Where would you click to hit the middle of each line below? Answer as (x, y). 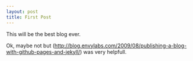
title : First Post (29, 17)
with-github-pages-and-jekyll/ (43, 52)
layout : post (22, 12)
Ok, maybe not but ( (30, 46)
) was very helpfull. (103, 52)
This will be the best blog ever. (44, 34)
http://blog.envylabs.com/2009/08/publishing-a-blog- (120, 46)
